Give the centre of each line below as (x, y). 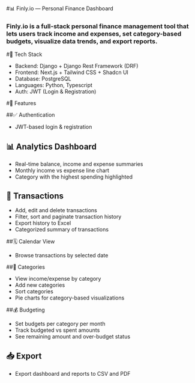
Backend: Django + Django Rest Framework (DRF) (76, 66)
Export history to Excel (43, 223)
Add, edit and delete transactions (56, 210)
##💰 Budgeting (25, 310)
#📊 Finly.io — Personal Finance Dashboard (60, 8)
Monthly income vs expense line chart (62, 171)
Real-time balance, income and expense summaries (79, 164)
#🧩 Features (21, 103)
